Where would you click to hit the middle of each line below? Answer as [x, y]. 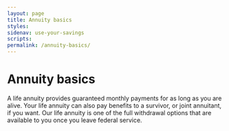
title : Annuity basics [40, 20]
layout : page [26, 13]
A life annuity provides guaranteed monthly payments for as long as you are [115, 98]
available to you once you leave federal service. [75, 120]
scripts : [20, 39]
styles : [18, 26]
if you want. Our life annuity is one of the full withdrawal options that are [109, 112]
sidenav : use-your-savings [46, 33]
